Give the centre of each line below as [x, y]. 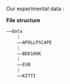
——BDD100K [29, 53]
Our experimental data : [35, 9]
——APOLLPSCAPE [34, 42]
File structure [23, 20]
